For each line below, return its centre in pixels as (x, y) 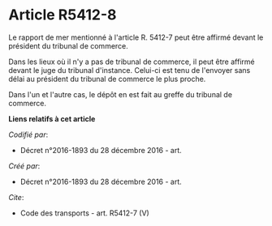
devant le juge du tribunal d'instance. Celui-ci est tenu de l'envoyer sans (130, 70)
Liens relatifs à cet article (52, 118)
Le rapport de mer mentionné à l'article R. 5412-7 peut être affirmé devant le (136, 37)
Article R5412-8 (63, 15)
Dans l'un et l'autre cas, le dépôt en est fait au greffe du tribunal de (121, 94)
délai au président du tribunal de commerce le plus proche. (107, 79)
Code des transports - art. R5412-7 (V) (85, 213)
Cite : (16, 197)
